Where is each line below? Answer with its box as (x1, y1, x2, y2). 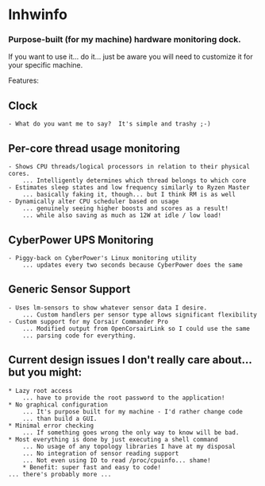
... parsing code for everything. (22, 332, 136, 340)
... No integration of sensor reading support (22, 449, 179, 457)
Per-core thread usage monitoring (8, 142, 180, 155)
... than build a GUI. (22, 414, 98, 422)
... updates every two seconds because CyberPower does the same (22, 261, 244, 269)
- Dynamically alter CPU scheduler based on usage (8, 197, 179, 206)
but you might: (8, 366, 83, 379)
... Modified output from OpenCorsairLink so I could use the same (22, 325, 250, 332)
